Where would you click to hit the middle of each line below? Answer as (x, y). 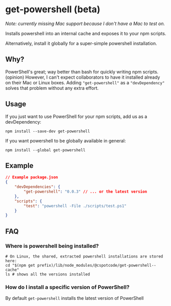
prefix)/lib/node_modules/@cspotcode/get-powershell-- (97, 265)
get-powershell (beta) (53, 9)
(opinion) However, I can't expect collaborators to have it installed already (83, 77)
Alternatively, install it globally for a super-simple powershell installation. (81, 43)
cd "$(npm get (20, 265)
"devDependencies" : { (37, 187)
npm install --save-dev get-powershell (48, 131)
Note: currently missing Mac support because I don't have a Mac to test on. (85, 23)
